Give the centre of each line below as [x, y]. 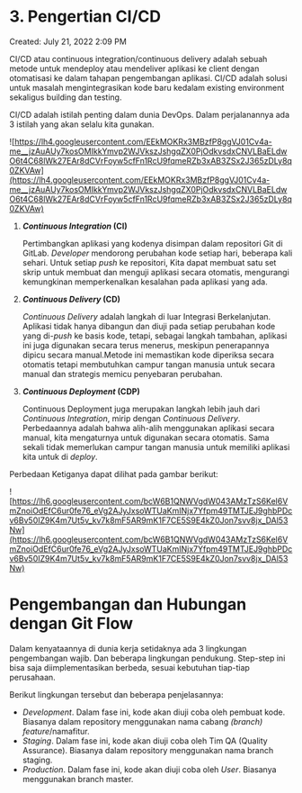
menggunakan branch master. [78, 779]
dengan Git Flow [71, 624]
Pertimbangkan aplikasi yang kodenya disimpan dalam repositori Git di [152, 243]
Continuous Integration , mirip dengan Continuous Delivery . [131, 418]
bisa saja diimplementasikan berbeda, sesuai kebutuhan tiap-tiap [129, 667]
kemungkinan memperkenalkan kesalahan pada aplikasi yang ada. [145, 282]
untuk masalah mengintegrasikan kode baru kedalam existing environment [147, 87]
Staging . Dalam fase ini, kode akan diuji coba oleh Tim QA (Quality [145, 741]
